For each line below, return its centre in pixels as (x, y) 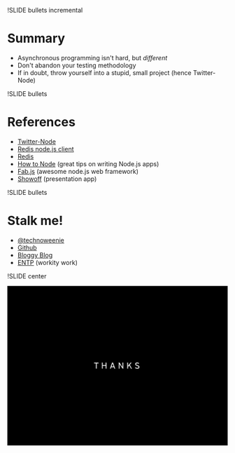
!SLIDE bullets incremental (45, 10)
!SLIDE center (27, 276)
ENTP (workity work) (48, 262)
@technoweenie (41, 240)
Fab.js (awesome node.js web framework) (78, 171)
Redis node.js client (45, 149)
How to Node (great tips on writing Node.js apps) (88, 163)
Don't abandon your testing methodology (77, 65)
